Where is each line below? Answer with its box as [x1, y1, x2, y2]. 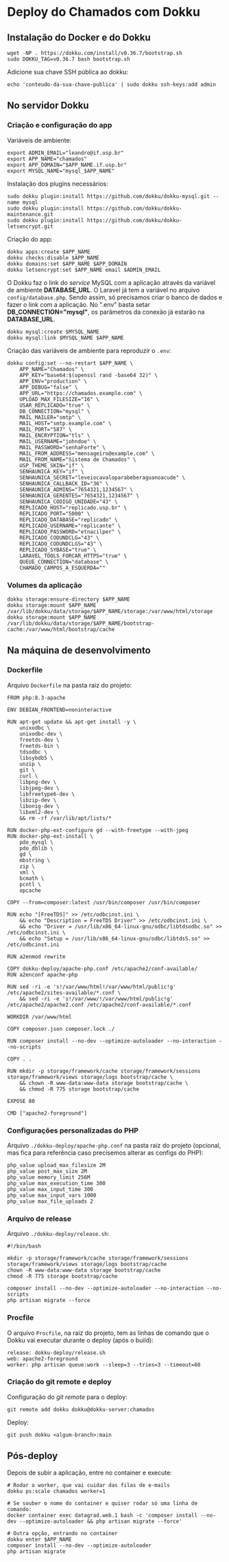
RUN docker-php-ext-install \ [7, 833, 94, 839]
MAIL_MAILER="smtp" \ [19, 414, 81, 420]
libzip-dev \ [19, 796, 57, 804]
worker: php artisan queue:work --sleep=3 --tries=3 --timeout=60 [7, 1361, 201, 1368]
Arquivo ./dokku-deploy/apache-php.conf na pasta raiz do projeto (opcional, [7, 1141, 221, 1149]
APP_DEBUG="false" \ [19, 383, 78, 391]
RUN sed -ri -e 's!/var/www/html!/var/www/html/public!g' [7, 983, 176, 990]
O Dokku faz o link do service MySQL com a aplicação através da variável [7, 278, 216, 286]
